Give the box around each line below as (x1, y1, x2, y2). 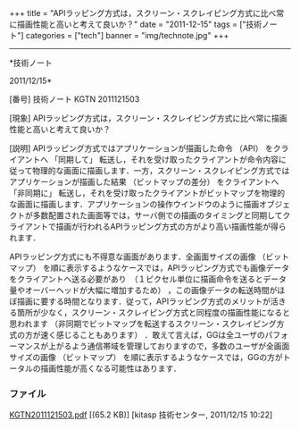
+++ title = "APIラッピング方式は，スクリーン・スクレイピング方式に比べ (9, 8, 277, 18)
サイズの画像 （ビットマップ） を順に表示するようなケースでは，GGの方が (9, 352, 283, 362)
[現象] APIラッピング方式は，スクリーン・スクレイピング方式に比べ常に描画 (9, 113, 287, 123)
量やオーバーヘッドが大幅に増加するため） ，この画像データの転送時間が (9, 285, 278, 295)
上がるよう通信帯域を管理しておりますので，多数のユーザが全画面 (47, 341, 290, 351)
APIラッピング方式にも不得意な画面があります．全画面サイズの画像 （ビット (9, 251, 290, 262)
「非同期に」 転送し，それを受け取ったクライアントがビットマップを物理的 (9, 188, 286, 198)
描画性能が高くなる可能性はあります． (39, 363, 181, 374)
